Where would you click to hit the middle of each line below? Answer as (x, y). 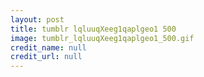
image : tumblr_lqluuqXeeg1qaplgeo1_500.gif (102, 38)
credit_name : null (48, 47)
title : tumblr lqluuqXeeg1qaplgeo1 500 (93, 29)
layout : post (37, 19)
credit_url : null (46, 57)
